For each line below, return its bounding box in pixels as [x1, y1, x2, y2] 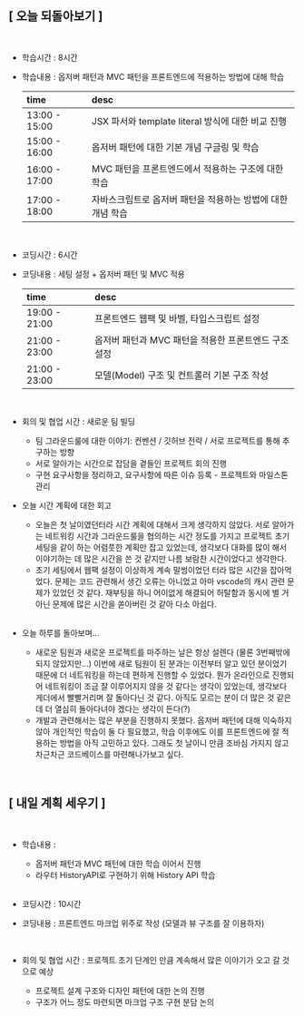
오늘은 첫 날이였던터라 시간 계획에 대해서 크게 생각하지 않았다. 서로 [34, 519, 270, 530]
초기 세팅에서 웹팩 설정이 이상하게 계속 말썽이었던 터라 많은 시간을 [34, 564, 269, 575]
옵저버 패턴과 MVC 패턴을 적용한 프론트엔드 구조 [93, 334, 289, 347]
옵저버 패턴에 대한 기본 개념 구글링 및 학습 [91, 141, 260, 153]
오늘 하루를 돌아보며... [21, 627, 100, 638]
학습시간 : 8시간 [21, 52, 78, 63]
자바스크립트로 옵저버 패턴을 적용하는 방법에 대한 [91, 193, 288, 206]
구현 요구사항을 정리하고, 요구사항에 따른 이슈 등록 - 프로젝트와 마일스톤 [34, 469, 289, 480]
